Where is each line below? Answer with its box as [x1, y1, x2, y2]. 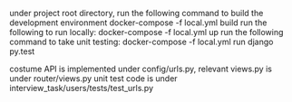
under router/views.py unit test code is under [9, 73, 179, 84]
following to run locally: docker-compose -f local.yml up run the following [9, 27, 284, 37]
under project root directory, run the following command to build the [9, 8, 264, 18]
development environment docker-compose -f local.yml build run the [9, 17, 268, 28]
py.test [9, 46, 35, 57]
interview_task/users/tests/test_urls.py [9, 83, 154, 93]
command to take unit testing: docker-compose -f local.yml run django [9, 36, 274, 47]
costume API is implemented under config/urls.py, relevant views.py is [9, 63, 272, 74]
